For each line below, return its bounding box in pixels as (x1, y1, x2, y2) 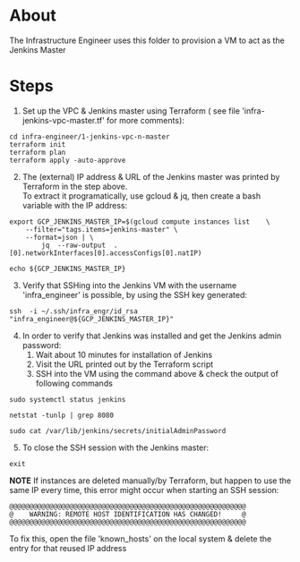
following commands (35, 378, 114, 388)
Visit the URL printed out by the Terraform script (35, 359, 214, 370)
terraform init (9, 140, 66, 149)
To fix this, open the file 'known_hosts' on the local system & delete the (9, 533, 272, 544)
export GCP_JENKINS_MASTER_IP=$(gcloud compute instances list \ (9, 217, 270, 226)
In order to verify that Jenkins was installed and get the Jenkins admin (21, 330, 282, 341)
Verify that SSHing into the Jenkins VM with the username (21, 279, 237, 291)
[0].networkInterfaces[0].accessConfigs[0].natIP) (9, 248, 202, 258)
